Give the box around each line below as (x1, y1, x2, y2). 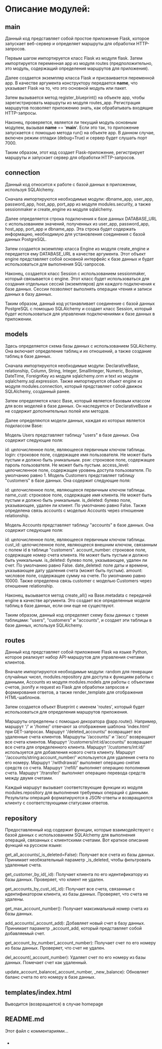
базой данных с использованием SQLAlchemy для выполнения (5, 832, 135, 838)
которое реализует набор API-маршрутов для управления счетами (5, 654, 145, 660)
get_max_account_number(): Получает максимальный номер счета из (5, 906, 148, 912)
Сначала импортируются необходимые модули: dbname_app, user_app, (5, 196, 154, 202)
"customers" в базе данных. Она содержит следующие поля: (5, 477, 131, 483)
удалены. (5, 896, 24, 902)
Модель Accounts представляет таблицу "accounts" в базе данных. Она (5, 522, 154, 528)
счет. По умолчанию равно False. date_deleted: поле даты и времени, (5, 562, 149, 568)
